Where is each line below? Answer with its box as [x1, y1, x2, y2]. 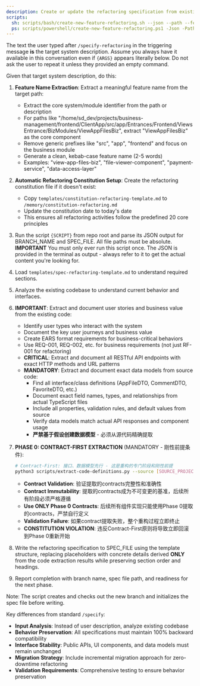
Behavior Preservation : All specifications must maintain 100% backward [14, 629, 193, 636]
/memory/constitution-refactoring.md [23, 202, 118, 208]
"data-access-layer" [46, 165, 97, 173]
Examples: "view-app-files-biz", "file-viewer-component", [23, 159, 166, 166]
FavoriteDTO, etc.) [32, 386, 77, 393]
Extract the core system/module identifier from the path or [23, 102, 167, 109]
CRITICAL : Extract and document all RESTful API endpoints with [23, 354, 181, 361]
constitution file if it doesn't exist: [14, 183, 97, 190]
